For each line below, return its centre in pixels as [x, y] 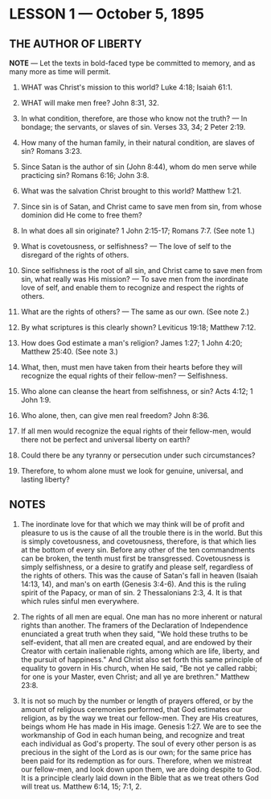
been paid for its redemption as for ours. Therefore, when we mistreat [136, 760]
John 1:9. [36, 400]
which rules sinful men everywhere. [80, 601]
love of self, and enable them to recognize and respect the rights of [132, 288]
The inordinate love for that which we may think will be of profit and [132, 524]
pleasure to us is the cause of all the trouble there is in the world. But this [142, 532]
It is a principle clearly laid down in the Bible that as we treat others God [140, 777]
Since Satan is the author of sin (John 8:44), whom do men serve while [139, 167]
